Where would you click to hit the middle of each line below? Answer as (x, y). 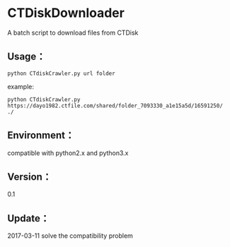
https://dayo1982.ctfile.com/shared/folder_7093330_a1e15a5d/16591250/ (115, 105)
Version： (29, 177)
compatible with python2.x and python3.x (68, 153)
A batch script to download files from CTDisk (73, 33)
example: (21, 86)
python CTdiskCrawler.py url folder (61, 73)
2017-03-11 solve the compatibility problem (70, 236)
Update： (29, 218)
